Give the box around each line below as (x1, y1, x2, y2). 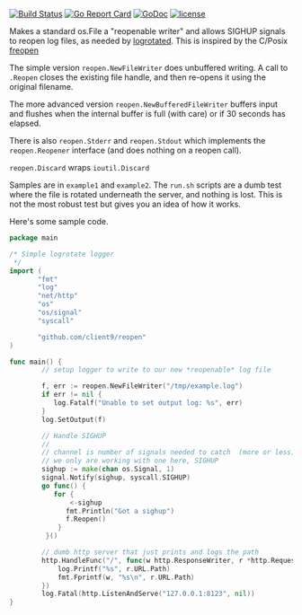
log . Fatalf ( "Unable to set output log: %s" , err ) (53, 399, 244, 408)
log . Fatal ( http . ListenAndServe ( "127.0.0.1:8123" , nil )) (41, 589, 255, 599)
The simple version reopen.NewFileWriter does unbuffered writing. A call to (9, 63, 289, 73)
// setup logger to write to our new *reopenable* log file (41, 365, 271, 374)
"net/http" (37, 292, 78, 301)
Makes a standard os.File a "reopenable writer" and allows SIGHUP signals (9, 26, 286, 36)
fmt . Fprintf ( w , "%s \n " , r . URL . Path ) (57, 573, 195, 582)
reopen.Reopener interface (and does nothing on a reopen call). (9, 145, 242, 155)
